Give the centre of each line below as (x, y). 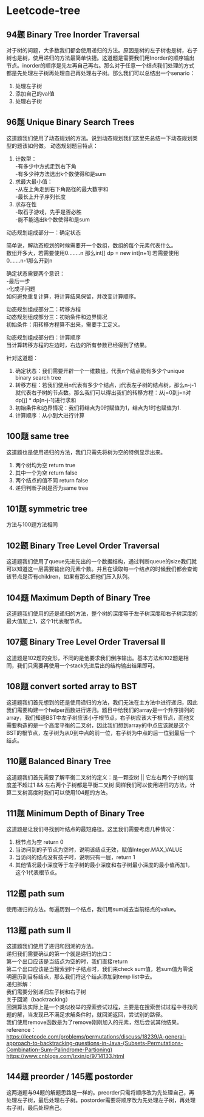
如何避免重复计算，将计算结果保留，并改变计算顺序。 (73, 296)
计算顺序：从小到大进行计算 (50, 415)
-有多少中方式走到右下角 (46, 166)
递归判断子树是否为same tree (52, 488)
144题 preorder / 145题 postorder (70, 1077)
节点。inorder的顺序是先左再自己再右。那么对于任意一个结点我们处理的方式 (100, 65)
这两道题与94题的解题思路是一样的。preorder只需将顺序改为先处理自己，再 (100, 1092)
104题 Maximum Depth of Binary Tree (78, 598)
